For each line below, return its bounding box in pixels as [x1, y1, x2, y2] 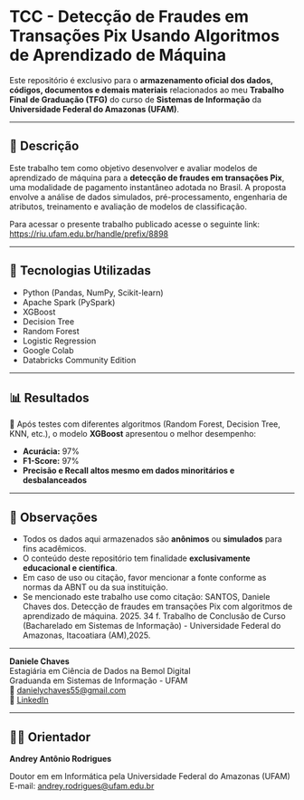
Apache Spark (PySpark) [22, 296, 116, 307]
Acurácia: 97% [22, 446, 80, 457]
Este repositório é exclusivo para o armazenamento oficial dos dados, [9, 74, 273, 85]
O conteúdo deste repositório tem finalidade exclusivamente [22, 553, 251, 564]
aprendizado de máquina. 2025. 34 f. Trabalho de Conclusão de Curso [22, 611, 287, 622]
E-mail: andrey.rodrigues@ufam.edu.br [9, 781, 155, 791]
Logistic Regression [22, 335, 97, 346]
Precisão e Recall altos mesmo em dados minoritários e [22, 465, 235, 477]
